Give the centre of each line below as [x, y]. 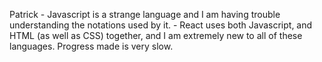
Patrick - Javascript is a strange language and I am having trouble [145, 14]
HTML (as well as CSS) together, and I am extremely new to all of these [156, 35]
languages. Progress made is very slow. [91, 46]
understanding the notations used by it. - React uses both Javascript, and [161, 25]
